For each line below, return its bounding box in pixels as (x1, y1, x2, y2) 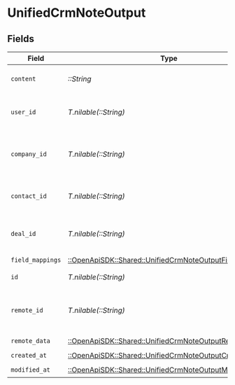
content (10, 75, 36, 83)
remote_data (10, 337, 51, 344)
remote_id (10, 307, 43, 314)
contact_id (10, 192, 47, 200)
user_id (10, 108, 36, 116)
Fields (7, 33, 35, 45)
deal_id (10, 230, 36, 237)
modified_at (10, 365, 51, 374)
